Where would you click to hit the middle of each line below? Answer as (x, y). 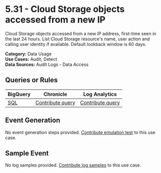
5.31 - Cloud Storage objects (65, 9)
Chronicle (55, 94)
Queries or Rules (32, 80)
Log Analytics (100, 94)
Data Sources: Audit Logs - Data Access (47, 64)
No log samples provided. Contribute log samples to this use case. (73, 165)
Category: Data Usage (29, 54)
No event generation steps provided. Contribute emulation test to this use (80, 132)
